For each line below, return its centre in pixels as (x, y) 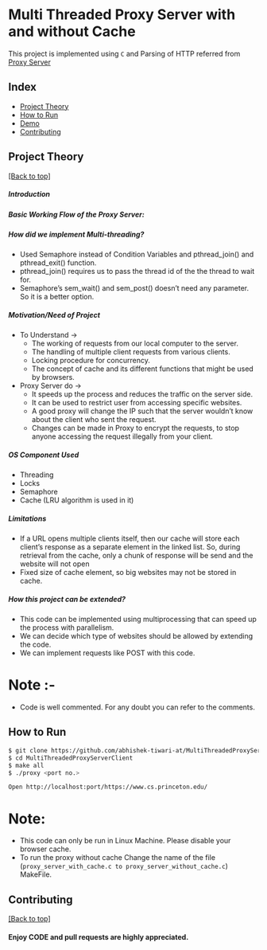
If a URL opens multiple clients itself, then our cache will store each (130, 538)
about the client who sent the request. (94, 420)
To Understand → (48, 335)
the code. (35, 645)
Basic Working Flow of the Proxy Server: (76, 214)
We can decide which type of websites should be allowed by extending (136, 636)
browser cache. (45, 849)
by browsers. (53, 377)
